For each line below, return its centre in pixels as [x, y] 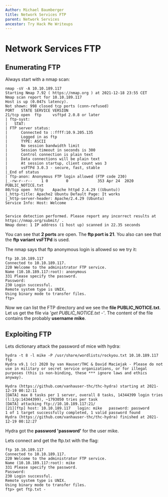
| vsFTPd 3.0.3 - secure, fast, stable [53, 168]
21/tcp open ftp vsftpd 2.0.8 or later [53, 115]
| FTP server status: [28, 128]
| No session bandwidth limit [43, 146]
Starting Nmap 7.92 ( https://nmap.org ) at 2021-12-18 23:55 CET [76, 93]
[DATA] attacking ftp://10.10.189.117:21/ [50, 404]
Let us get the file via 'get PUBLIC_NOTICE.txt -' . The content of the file [79, 313]
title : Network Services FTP [36, 15]
